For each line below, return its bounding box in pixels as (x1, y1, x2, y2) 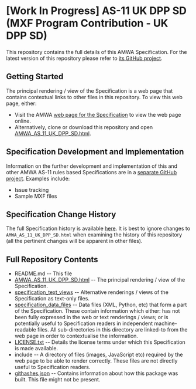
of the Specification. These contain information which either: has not (14, 307, 180, 314)
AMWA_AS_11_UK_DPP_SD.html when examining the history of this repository (6, 231, 183, 238)
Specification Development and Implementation (6, 147, 184, 157)
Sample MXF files (14, 192, 57, 199)
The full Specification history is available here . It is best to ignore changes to (6, 225, 191, 232)
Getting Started (6, 72, 64, 82)
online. (14, 117, 31, 124)
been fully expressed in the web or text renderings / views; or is (14, 314, 169, 321)
